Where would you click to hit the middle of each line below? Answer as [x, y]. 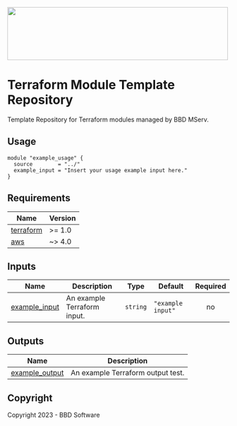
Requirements [39, 198]
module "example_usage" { [45, 158]
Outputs [26, 341]
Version [62, 218]
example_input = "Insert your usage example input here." [101, 170]
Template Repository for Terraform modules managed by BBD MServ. [108, 119]
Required [211, 286]
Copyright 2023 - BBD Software [54, 415]
